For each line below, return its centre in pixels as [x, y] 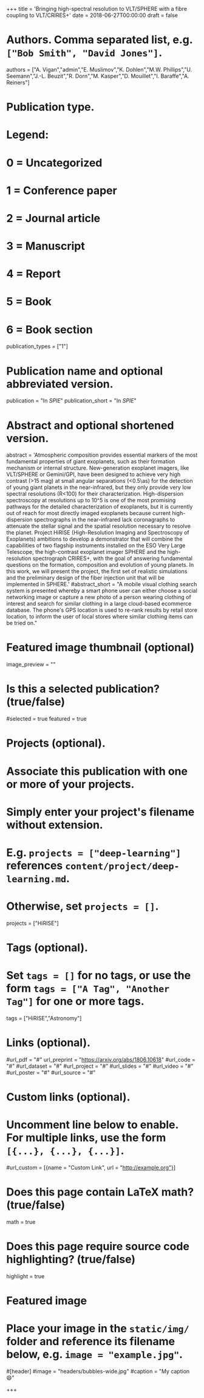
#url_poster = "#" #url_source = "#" [51, 1072]
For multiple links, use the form [86, 1138]
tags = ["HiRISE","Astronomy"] [44, 1018]
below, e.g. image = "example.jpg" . [95, 1355]
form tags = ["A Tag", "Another [88, 988]
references [35, 865]
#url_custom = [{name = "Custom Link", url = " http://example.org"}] [91, 1168]
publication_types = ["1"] [37, 347]
